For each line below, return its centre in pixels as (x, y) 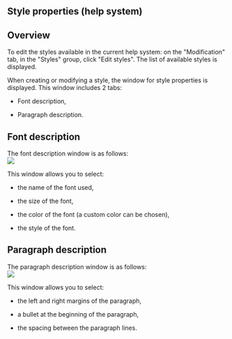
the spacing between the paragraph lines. (77, 328)
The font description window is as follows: (68, 153)
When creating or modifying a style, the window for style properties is (108, 80)
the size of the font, (45, 201)
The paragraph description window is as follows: (77, 266)
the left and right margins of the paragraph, (79, 301)
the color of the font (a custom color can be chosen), (93, 215)
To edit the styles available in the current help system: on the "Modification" (116, 52)
